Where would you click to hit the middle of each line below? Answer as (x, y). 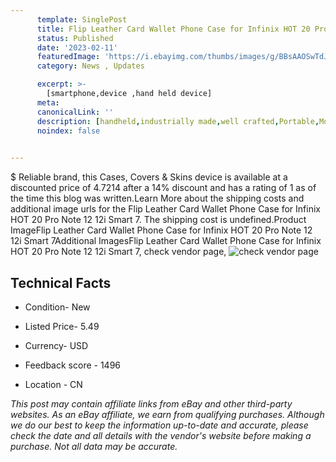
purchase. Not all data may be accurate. (94, 446)
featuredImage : (68, 57)
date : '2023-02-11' (77, 47)
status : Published (75, 38)
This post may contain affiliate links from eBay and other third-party (151, 403)
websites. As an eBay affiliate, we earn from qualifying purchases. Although (167, 414)
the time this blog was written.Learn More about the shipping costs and (157, 198)
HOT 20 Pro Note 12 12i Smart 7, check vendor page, (118, 252)
